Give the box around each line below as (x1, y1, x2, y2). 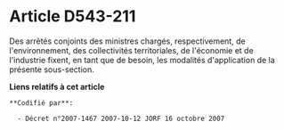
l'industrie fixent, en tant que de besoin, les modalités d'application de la (9, 54, 276, 65)
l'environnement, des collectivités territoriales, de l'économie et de (9, 45, 254, 55)
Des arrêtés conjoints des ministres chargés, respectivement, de (9, 36, 247, 46)
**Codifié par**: (9, 98, 74, 108)
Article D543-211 (9, 6, 136, 27)
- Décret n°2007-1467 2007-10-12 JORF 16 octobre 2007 (17, 114, 225, 123)
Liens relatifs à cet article (9, 81, 105, 92)
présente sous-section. (9, 64, 95, 75)
